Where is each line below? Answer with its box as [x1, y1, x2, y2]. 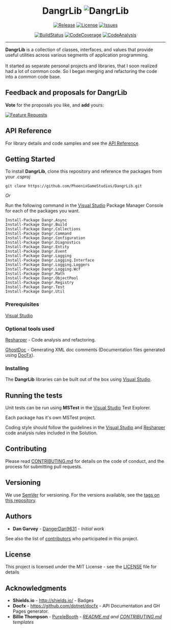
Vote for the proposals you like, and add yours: [5, 102, 104, 108]
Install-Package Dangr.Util [5, 289, 65, 294]
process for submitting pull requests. [5, 463, 82, 469]
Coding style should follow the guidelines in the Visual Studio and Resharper [5, 425, 165, 431]
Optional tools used [5, 325, 55, 332]
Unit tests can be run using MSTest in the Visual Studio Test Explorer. [5, 405, 151, 411]
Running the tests [5, 391, 63, 400]
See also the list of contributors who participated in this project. [5, 535, 139, 541]
